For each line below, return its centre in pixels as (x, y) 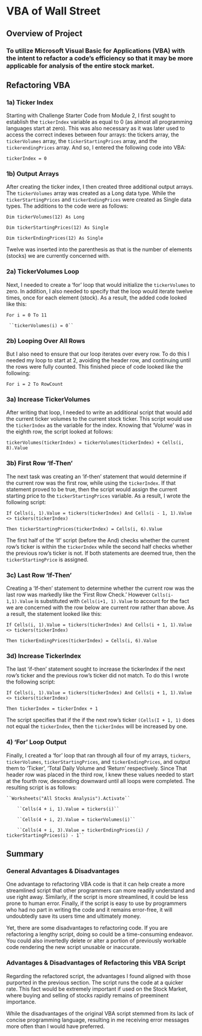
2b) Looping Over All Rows (46, 341)
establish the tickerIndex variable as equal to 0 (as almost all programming (99, 122)
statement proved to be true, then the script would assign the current (92, 489)
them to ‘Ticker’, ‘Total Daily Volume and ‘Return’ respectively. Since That (97, 768)
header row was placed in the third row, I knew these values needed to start (100, 775)
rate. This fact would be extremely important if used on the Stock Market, (97, 989)
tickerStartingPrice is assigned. (47, 559)
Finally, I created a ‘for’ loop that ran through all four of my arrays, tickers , (99, 755)
